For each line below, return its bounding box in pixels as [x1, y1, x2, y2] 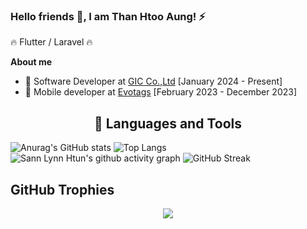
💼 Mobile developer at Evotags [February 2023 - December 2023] [24, 86, 297, 98]
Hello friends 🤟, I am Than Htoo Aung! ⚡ [10, 9, 206, 23]
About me [10, 56, 53, 68]
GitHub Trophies [10, 181, 115, 198]
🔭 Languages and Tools [93, 115, 242, 132]
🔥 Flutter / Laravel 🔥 [10, 36, 93, 48]
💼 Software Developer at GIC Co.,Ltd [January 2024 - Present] [24, 75, 283, 88]
